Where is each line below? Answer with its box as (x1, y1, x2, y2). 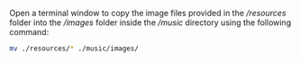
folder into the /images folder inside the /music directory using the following (9, 17, 291, 28)
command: (9, 27, 50, 37)
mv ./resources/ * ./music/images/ (9, 44, 140, 53)
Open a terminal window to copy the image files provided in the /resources (9, 8, 286, 18)
